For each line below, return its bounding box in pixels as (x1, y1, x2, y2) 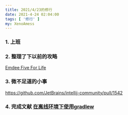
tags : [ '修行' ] (5, 16, 40, 21)
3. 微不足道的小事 (5, 78, 47, 85)
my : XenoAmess (5, 21, 35, 26)
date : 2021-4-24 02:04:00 (5, 12, 59, 17)
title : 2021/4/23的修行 (5, 7, 52, 12)
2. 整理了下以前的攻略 (5, 53, 57, 60)
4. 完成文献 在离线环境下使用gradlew (5, 103, 94, 110)
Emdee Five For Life (5, 65, 46, 71)
